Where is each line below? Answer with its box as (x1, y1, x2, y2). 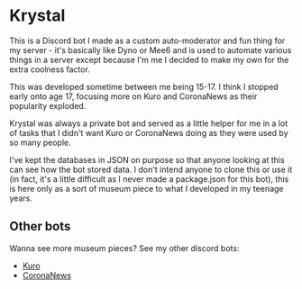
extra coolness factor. (9, 64, 90, 75)
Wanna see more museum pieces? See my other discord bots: (9, 242, 240, 253)
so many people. (9, 137, 72, 148)
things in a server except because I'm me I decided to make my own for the (9, 54, 289, 65)
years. (9, 193, 33, 203)
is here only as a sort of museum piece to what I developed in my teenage (9, 183, 284, 194)
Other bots (9, 219, 71, 234)
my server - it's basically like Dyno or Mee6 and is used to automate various (9, 44, 292, 55)
